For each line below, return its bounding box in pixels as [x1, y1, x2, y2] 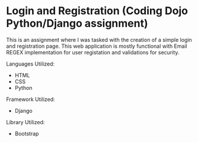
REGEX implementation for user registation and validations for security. [6, 48, 180, 56]
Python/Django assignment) [6, 17, 148, 30]
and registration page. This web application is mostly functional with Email [6, 43, 188, 50]
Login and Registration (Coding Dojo [6, 4, 189, 18]
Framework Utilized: [6, 96, 55, 103]
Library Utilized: [6, 118, 45, 125]
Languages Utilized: [6, 60, 55, 67]
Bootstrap [14, 130, 39, 137]
